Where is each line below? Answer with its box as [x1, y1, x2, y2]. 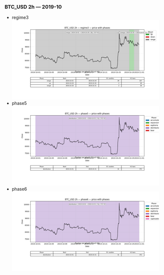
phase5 [11, 100, 27, 106]
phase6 [11, 186, 27, 192]
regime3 [11, 15, 29, 21]
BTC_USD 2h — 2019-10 [4, 3, 62, 10]
